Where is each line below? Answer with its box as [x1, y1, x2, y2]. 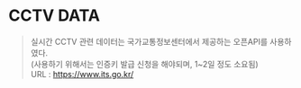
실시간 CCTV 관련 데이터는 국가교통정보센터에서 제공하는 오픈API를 [30, 36, 268, 47]
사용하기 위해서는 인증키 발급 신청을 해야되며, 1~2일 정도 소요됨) [33, 58, 259, 69]
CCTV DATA [8, 5, 101, 26]
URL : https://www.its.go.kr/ [30, 68, 134, 79]
